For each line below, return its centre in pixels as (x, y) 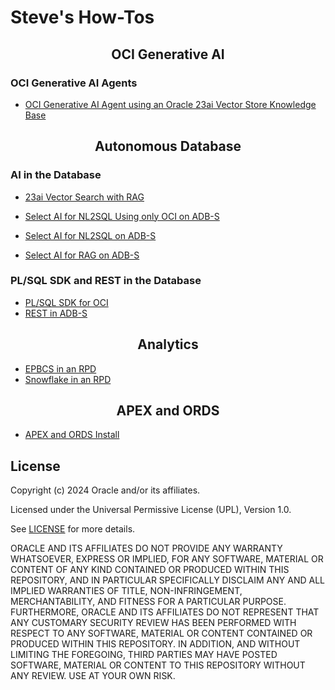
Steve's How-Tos (82, 17)
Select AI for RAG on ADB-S (82, 255)
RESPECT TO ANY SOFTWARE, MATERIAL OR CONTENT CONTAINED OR (161, 633)
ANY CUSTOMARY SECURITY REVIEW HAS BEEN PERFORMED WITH (153, 623)
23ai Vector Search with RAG (84, 197)
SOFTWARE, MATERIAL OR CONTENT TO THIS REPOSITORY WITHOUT (158, 665)
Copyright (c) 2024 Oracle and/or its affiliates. (105, 490)
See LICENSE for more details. (73, 529)
